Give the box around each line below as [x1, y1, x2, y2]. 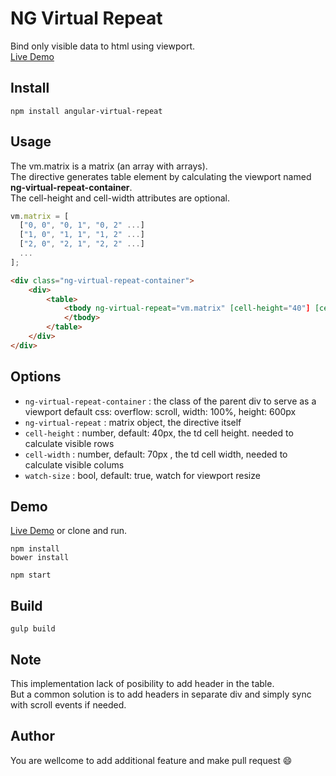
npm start [10, 570, 52, 581]
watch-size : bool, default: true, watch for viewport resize [24, 469, 261, 481]
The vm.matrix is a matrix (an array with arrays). [10, 160, 208, 172]
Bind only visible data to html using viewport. [10, 40, 196, 52]
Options [10, 368, 62, 386]
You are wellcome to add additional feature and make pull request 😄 [10, 754, 293, 766]
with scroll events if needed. [10, 699, 127, 711]
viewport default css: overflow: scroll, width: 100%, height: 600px [24, 405, 297, 417]
